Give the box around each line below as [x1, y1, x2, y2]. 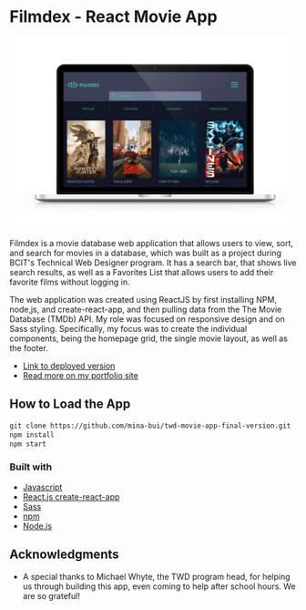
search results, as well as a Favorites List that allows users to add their [9, 266, 274, 277]
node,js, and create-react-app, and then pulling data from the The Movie [9, 304, 282, 315]
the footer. [9, 342, 48, 353]
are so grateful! [22, 590, 80, 601]
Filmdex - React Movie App [9, 6, 218, 27]
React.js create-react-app [22, 491, 120, 502]
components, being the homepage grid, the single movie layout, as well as [9, 333, 289, 344]
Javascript [22, 481, 63, 492]
